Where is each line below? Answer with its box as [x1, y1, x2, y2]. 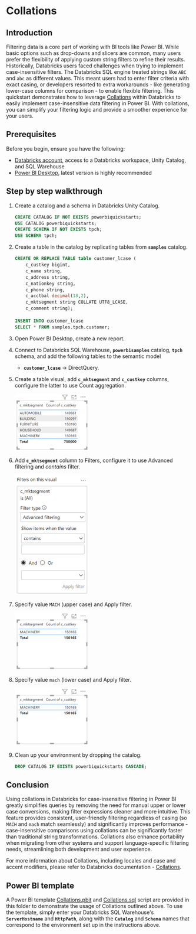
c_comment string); [25, 305, 74, 311]
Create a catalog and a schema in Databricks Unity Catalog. [14, 202, 160, 209]
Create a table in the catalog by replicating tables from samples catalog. [14, 243, 188, 250]
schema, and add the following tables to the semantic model [14, 353, 161, 360]
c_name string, [25, 268, 63, 274]
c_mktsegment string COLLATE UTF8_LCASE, [25, 300, 128, 305]
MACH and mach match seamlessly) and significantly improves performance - [6, 821, 188, 828]
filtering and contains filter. [14, 463, 81, 470]
